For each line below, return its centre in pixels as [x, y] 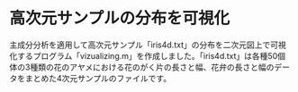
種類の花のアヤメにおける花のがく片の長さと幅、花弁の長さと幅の [152, 67]
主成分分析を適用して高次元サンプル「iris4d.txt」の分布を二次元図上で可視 [148, 45]
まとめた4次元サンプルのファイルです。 [98, 78]
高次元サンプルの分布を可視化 [120, 18]
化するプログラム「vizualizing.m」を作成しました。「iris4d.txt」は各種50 [144, 55]
